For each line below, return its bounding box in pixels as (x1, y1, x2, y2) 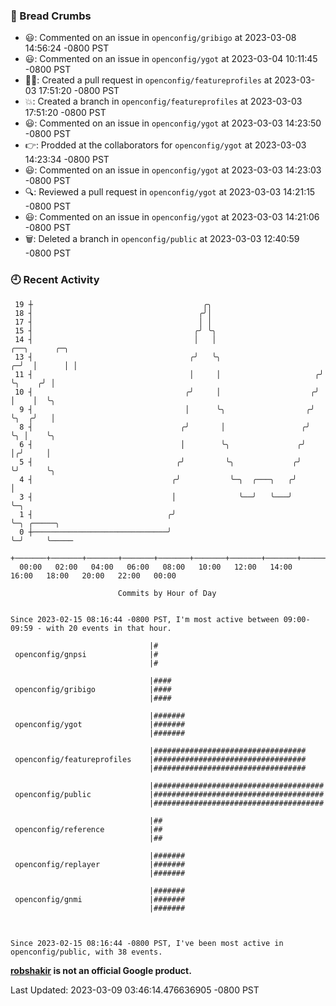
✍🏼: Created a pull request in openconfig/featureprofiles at (24, 74, 273, 86)
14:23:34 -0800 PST (24, 154, 110, 166)
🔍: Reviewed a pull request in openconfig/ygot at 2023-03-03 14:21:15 (24, 186, 316, 198)
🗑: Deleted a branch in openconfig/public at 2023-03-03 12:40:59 (24, 233, 300, 245)
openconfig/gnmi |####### (14, 894, 186, 904)
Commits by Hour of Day (117, 588, 217, 598)
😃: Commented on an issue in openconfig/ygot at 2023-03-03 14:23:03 (24, 164, 322, 176)
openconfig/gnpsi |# (14, 649, 159, 659)
